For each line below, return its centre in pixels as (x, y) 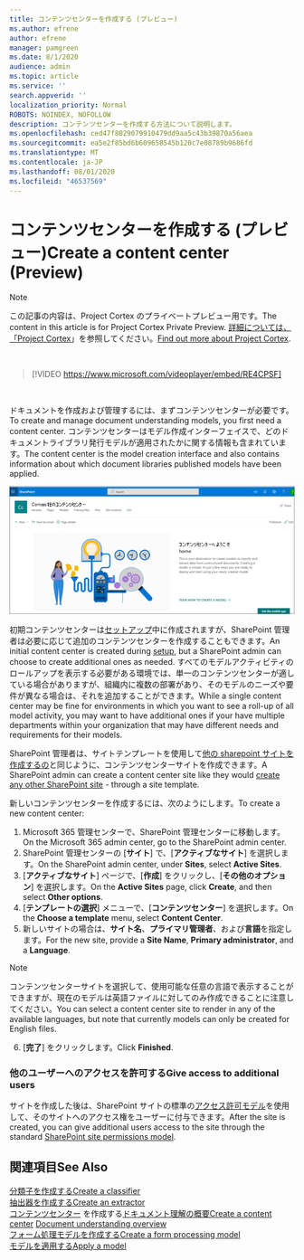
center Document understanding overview (88, 1223)
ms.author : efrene (44, 28)
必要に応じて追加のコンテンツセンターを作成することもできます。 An (152, 640)
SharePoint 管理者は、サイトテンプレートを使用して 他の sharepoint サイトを (152, 753)
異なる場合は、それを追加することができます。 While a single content (153, 696)
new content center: (47, 813)
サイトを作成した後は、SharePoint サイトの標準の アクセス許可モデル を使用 (150, 1105)
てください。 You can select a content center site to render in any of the (142, 1009)
